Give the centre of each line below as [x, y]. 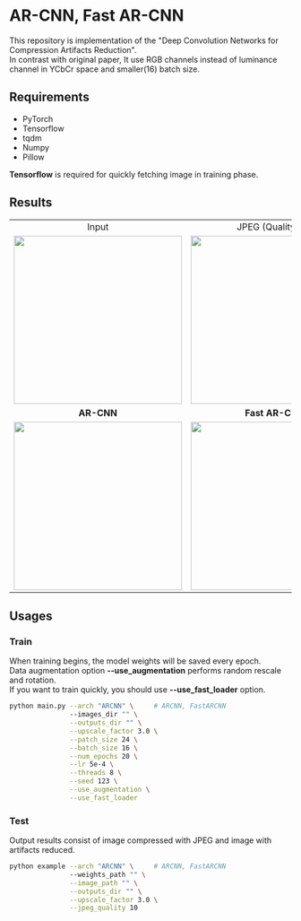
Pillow [33, 157]
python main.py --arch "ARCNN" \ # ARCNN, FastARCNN [118, 706]
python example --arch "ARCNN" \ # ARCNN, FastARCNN [118, 866]
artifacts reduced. [42, 850]
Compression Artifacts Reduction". [73, 49]
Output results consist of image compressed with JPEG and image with [141, 840]
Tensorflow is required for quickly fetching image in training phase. [134, 174]
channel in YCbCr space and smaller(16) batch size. [104, 69]
